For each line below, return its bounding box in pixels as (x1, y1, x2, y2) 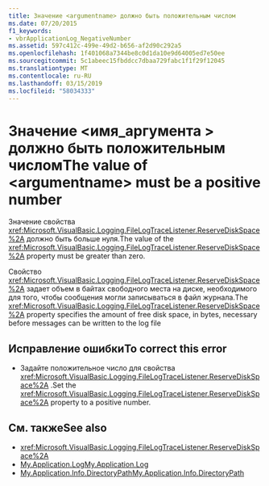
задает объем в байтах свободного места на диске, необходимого (26, 284, 258, 294)
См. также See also (8, 421, 107, 434)
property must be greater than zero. (26, 251, 146, 261)
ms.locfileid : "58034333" (8, 86, 95, 95)
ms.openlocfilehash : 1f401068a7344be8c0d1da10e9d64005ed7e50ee (8, 49, 226, 57)
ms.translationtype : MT (8, 65, 89, 73)
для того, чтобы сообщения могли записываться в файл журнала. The (8, 292, 248, 303)
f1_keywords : (8, 27, 52, 35)
